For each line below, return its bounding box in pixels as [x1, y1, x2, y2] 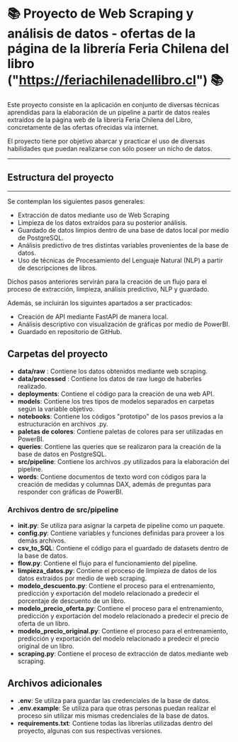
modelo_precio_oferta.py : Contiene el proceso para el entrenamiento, [17, 604, 225, 612]
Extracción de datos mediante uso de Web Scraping [17, 211, 170, 219]
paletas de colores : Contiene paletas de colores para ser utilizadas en [17, 427, 223, 436]
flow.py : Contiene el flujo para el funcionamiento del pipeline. [17, 558, 198, 567]
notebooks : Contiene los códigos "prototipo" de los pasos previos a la [17, 412, 224, 421]
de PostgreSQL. [17, 233, 64, 242]
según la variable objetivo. [17, 404, 95, 413]
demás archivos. [17, 536, 66, 545]
